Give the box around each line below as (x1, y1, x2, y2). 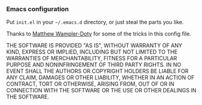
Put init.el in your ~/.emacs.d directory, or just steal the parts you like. (6, 19, 184, 26)
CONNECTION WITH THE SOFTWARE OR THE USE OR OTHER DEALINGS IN (6, 87, 197, 94)
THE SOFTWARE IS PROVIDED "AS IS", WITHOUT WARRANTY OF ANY (6, 42, 183, 49)
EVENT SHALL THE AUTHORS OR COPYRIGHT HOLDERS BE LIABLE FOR (6, 68, 189, 75)
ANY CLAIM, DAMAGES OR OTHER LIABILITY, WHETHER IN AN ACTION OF (6, 74, 195, 81)
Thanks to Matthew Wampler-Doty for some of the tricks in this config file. (6, 30, 192, 37)
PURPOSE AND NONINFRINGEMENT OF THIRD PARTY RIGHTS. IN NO (6, 61, 181, 68)
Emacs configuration (6, 5, 70, 13)
